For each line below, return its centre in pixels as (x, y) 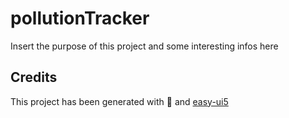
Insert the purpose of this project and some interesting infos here (144, 46)
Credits (34, 77)
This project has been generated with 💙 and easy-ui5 (119, 101)
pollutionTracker (80, 18)
